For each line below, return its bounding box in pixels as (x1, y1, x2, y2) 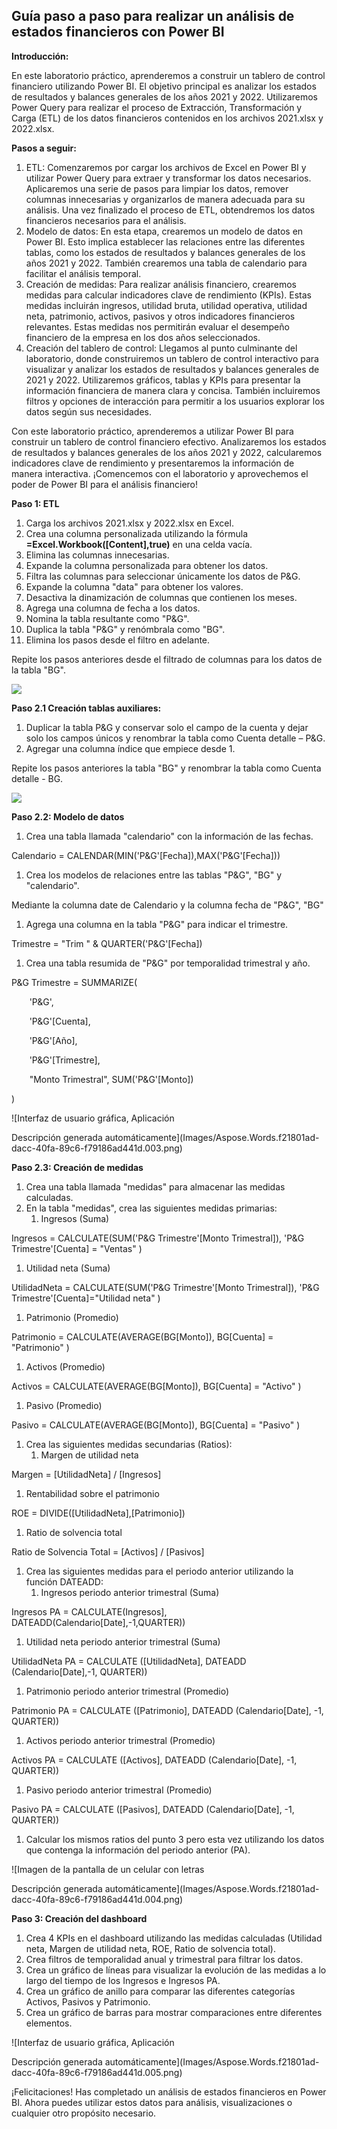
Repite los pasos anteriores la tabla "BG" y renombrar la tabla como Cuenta (11, 762, 322, 774)
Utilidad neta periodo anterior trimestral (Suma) (25, 1635, 221, 1648)
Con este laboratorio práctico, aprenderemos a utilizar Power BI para (11, 425, 294, 437)
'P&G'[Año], (29, 1034, 78, 1046)
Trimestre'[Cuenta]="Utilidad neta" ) (11, 1292, 161, 1304)
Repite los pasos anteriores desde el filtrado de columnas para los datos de (11, 653, 323, 665)
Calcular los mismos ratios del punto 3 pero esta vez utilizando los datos (25, 1833, 325, 1845)
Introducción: (11, 50, 69, 62)
